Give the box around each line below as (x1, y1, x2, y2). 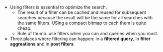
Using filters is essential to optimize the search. (9, 4, 107, 10)
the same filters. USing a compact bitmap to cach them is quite (17, 20, 147, 26)
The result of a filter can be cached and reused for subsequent (17, 9, 147, 15)
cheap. (17, 25, 32, 31)
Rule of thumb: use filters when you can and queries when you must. (17, 31, 159, 36)
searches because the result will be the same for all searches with (17, 15, 153, 20)
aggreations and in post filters (9, 41, 74, 47)
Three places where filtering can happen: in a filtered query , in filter (9, 36, 151, 42)
